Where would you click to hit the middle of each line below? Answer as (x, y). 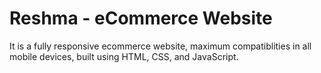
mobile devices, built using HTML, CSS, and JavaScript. (124, 56)
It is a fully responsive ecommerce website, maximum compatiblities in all (160, 46)
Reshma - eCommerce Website (141, 18)
